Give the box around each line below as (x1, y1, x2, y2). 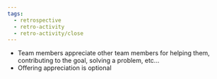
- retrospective (13, 17, 61, 24)
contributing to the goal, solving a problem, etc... (17, 57, 160, 65)
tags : (7, 10, 23, 17)
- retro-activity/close (13, 29, 83, 37)
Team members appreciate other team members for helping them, (17, 49, 210, 57)
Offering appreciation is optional (17, 64, 112, 72)
